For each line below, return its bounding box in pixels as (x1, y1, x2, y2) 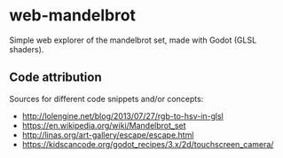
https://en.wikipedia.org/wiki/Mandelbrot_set (21, 120, 186, 130)
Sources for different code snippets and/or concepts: (9, 93, 204, 104)
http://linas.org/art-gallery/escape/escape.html (21, 130, 194, 140)
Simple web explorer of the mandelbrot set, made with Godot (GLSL (9, 35, 257, 45)
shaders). (9, 43, 44, 54)
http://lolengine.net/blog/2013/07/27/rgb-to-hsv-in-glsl (21, 110, 224, 121)
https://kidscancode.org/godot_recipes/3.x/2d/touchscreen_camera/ (21, 138, 274, 149)
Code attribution (9, 70, 102, 85)
